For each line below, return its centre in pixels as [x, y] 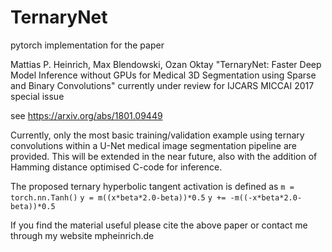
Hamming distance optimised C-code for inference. [116, 167]
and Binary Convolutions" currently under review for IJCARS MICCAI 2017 [162, 85]
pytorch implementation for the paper [87, 45]
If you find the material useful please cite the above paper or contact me [159, 225]
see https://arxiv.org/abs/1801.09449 [86, 115]
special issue [37, 96]
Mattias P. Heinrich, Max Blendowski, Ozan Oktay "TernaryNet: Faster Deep [166, 64]
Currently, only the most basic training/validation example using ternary [157, 135]
